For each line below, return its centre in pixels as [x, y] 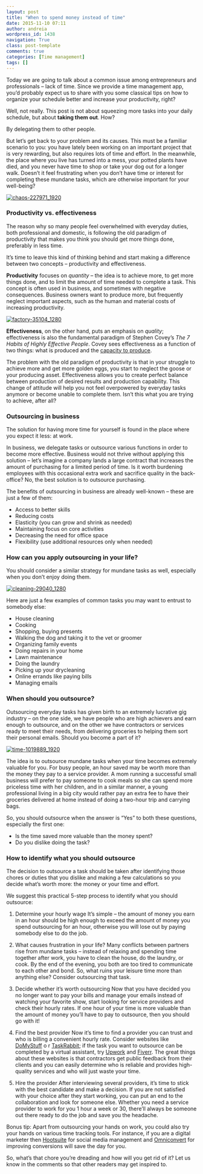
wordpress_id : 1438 [31, 34]
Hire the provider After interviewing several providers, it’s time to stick [102, 1083]
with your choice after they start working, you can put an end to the [99, 1095]
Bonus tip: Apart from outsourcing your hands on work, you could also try [98, 1127]
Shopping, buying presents [49, 631]
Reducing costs [34, 516]
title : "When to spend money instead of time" [66, 18]
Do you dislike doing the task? [52, 842]
